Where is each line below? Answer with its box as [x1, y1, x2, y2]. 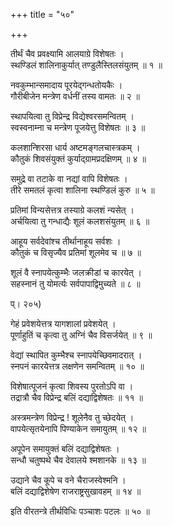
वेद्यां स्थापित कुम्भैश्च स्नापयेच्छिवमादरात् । [10, 349, 143, 361]
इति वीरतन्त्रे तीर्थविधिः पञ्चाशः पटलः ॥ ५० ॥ [10, 505, 150, 517]
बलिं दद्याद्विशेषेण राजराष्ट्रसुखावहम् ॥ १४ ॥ [10, 485, 142, 497]
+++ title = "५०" [10, 9, 75, 20]
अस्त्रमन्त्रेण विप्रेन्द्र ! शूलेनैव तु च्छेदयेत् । [10, 412, 135, 423]
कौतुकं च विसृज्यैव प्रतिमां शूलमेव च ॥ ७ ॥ [10, 247, 142, 258]
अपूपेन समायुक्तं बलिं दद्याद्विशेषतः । [10, 443, 120, 454]
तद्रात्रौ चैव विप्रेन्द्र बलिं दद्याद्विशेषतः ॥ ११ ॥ [10, 392, 143, 403]
